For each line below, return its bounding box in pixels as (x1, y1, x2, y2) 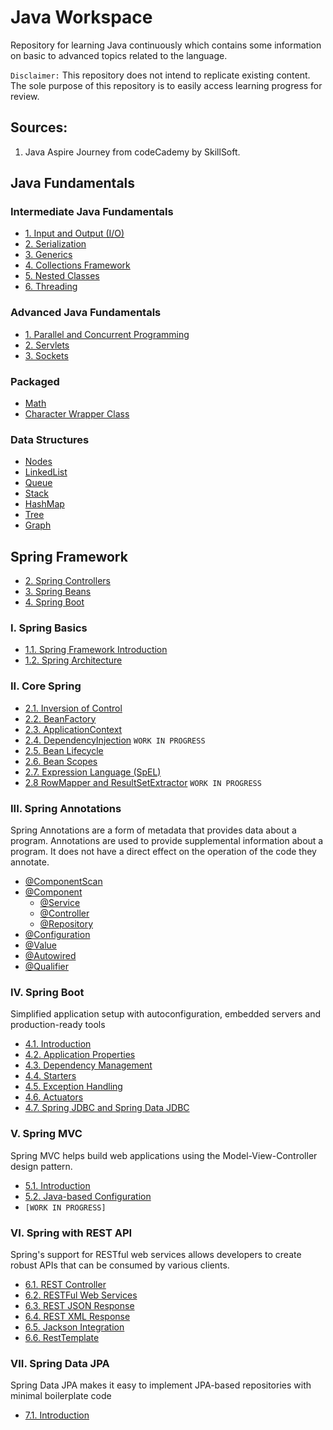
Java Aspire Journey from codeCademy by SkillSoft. (24, 146, 241, 158)
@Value (24, 939, 57, 951)
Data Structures (10, 432, 90, 446)
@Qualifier (24, 961, 69, 973)
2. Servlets (24, 339, 70, 351)
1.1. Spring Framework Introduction (24, 644, 168, 656)
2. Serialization (24, 238, 87, 250)
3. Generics (24, 249, 73, 261)
